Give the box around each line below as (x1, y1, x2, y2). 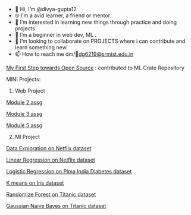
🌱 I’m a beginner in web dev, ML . (14, 31, 97, 38)
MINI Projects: (6, 76, 41, 83)
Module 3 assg (6, 110, 43, 117)
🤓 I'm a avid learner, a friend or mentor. (14, 12, 112, 19)
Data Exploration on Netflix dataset (6, 145, 92, 151)
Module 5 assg (6, 122, 43, 129)
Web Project (14, 87, 46, 94)
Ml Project (14, 134, 40, 140)
